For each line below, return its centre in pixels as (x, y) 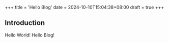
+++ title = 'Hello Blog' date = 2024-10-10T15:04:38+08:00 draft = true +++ (84, 7)
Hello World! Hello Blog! (30, 35)
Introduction (25, 23)
